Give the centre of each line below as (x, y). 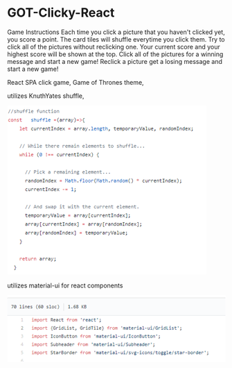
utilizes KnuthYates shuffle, (46, 96)
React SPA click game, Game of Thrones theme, (75, 82)
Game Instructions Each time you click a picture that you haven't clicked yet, (116, 32)
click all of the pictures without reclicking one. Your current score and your (114, 47)
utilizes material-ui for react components (65, 285)
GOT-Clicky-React (61, 13)
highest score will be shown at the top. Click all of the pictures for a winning (115, 54)
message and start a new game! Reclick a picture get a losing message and (115, 61)
